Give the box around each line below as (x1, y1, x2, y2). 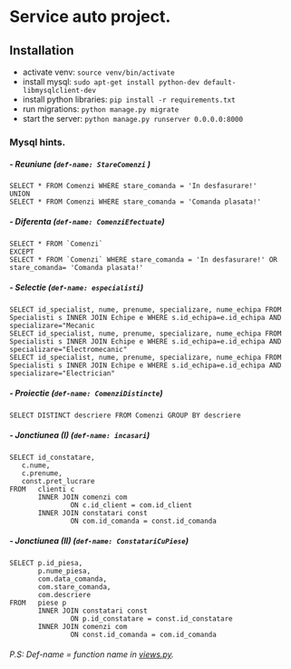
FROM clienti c (9, 484, 75, 494)
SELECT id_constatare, (9, 453, 95, 462)
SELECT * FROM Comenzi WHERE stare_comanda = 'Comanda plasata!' (9, 197, 261, 206)
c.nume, (21, 461, 51, 470)
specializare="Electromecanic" (9, 344, 128, 354)
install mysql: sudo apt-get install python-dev (22, 76, 200, 87)
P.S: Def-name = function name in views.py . (9, 649, 174, 660)
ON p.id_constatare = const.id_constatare (70, 614, 233, 624)
